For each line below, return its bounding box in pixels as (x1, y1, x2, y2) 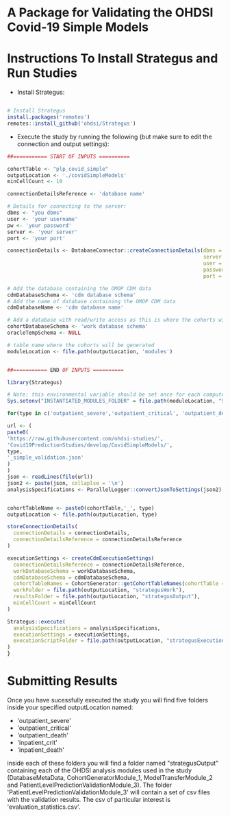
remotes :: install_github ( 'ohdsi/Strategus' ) (7, 120, 136, 127)
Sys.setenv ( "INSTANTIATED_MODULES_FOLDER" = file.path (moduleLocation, (7, 398, 216, 405)
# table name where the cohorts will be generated (7, 342, 155, 348)
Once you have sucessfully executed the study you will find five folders (7, 696, 209, 704)
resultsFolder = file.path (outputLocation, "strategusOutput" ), (13, 593, 201, 600)
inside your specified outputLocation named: (7, 703, 133, 711)
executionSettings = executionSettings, (13, 631, 130, 638)
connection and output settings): (16, 139, 110, 148)
